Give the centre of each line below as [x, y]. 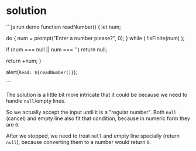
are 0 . [13, 124]
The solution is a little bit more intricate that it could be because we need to [97, 94]
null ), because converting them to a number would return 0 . [78, 142]
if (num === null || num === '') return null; [56, 49]
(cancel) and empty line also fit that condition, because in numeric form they [98, 118]
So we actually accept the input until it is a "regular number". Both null [91, 112]
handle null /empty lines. [36, 101]
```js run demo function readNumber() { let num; [63, 27]
